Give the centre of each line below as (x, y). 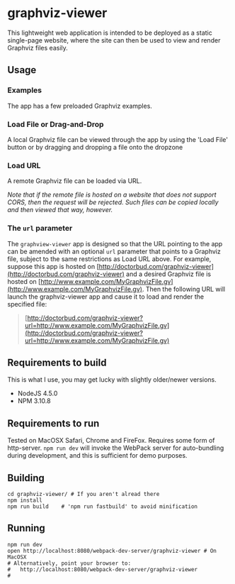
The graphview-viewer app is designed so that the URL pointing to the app (115, 243)
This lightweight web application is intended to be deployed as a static (110, 33)
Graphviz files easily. (38, 48)
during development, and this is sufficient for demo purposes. (97, 456)
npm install (25, 500)
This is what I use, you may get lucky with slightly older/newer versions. (112, 380)
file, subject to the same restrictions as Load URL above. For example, (109, 259)
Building (26, 478)
